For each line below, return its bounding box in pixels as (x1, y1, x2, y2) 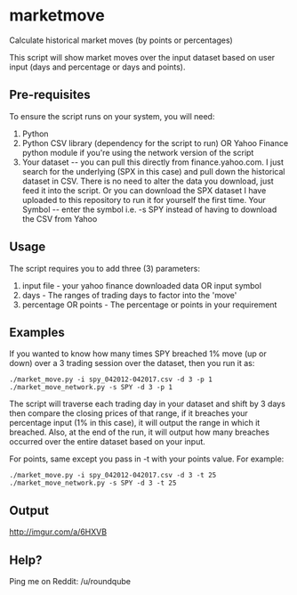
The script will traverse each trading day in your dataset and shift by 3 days (9, 398, 286, 410)
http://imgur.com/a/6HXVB (9, 526, 108, 537)
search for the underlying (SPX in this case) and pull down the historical (21, 166, 285, 176)
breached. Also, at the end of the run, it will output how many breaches (9, 427, 269, 437)
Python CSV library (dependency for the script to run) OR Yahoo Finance (21, 137, 289, 148)
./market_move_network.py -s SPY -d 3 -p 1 (9, 383, 173, 392)
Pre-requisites (9, 87, 91, 102)
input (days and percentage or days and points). (9, 61, 186, 72)
